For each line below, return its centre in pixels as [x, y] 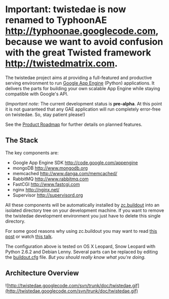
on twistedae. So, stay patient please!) [45, 114]
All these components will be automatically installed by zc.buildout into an [82, 205]
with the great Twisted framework [78, 53]
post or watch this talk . [29, 236]
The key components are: [32, 153]
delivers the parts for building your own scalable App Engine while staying [83, 88]
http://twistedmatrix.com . [61, 63]
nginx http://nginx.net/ [36, 189]
